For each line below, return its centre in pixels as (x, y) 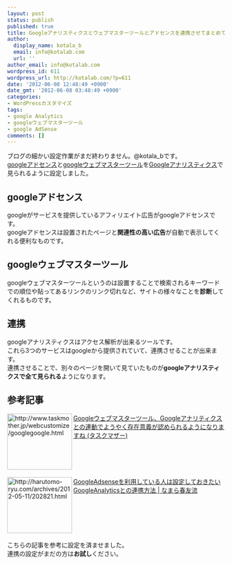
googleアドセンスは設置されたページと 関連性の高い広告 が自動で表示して (110, 233)
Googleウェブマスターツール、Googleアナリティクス (148, 418)
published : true (30, 26)
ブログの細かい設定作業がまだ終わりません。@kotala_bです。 (94, 156)
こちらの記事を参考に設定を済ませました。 (68, 545)
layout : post (26, 13)
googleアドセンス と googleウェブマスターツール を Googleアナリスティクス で (115, 165)
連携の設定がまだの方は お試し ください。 (65, 554)
